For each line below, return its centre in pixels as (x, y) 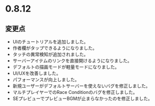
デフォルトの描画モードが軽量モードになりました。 (66, 67)
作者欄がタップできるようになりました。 (55, 48)
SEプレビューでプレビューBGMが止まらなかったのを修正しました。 (83, 98)
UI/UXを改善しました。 (36, 73)
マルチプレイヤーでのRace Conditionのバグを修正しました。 (75, 92)
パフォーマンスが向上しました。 (46, 79)
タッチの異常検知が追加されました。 (50, 54)
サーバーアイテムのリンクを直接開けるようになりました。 (72, 61)
